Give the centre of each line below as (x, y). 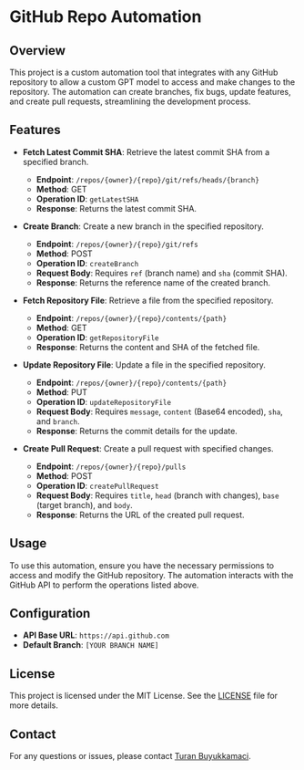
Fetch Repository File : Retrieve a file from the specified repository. (148, 300)
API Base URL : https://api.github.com (96, 635)
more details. (34, 705)
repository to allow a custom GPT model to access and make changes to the (152, 82)
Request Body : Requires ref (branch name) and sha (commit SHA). (162, 273)
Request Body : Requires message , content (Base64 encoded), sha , (160, 411)
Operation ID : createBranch (87, 263)
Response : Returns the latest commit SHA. (117, 208)
